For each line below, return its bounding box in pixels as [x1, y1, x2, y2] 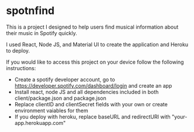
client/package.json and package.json [14, 95, 106, 102]
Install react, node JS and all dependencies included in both [14, 88, 159, 95]
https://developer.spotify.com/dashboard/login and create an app [14, 82, 172, 89]
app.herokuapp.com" [14, 119, 66, 126]
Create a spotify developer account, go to [14, 76, 115, 83]
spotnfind [6, 4, 55, 18]
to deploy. [6, 47, 30, 54]
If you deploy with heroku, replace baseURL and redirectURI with [14, 113, 171, 120]
